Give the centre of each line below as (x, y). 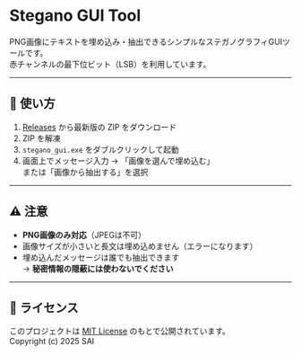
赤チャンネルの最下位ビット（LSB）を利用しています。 (110, 64)
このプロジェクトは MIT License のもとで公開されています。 (120, 331)
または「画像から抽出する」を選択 (85, 172)
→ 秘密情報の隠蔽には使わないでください (98, 268)
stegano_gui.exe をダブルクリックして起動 (100, 149)
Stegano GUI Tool (75, 16)
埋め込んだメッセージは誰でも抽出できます (101, 257)
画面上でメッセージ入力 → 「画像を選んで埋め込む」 (118, 160)
